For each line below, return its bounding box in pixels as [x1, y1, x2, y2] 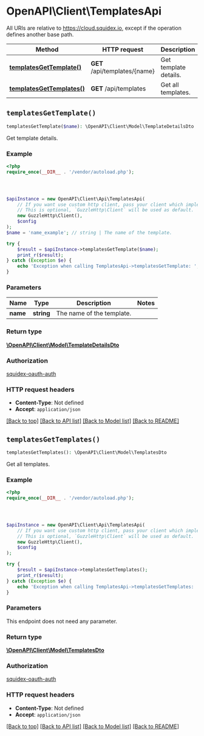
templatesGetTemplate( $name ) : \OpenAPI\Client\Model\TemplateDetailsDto [6, 123, 194, 129]
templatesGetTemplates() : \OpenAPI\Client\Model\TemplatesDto [6, 449, 167, 456]
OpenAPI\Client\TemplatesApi [6, 4, 162, 18]
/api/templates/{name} [90, 67, 155, 75]
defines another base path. [6, 30, 74, 38]
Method [35, 45, 59, 53]
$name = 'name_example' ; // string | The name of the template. [6, 230, 172, 236]
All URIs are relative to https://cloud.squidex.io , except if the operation [6, 24, 182, 32]
